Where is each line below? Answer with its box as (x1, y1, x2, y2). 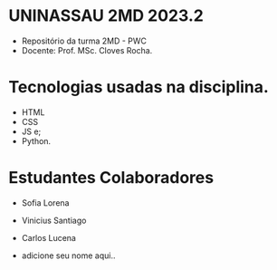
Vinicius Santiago (21, 215, 87, 226)
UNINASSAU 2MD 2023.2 (8, 5, 205, 26)
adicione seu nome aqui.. (21, 250, 116, 261)
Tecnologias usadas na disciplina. (8, 77, 269, 98)
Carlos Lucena (21, 232, 76, 243)
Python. (21, 135, 52, 146)
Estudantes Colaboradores (8, 168, 215, 188)
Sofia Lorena (21, 197, 70, 208)
